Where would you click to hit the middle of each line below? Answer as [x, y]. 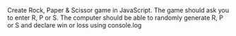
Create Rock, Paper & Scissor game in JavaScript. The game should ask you [118, 10]
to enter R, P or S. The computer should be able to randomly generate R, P [116, 18]
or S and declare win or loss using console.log [75, 25]
